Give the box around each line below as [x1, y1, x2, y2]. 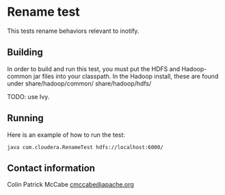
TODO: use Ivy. [7, 92, 50, 101]
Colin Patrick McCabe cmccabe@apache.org [7, 181, 135, 189]
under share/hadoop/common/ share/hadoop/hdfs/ [7, 79, 152, 88]
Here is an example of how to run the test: [7, 131, 125, 139]
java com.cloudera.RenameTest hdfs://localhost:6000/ [7, 144, 164, 151]
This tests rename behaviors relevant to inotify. [7, 27, 140, 35]
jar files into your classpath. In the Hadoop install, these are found [33, 72, 219, 80]
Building [7, 47, 43, 58]
